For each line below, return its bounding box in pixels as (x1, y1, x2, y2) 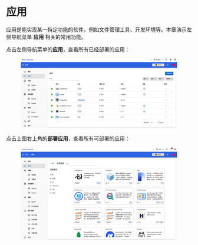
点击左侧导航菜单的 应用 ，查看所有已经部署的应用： (6, 45, 130, 53)
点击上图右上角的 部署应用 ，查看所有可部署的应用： (6, 135, 130, 142)
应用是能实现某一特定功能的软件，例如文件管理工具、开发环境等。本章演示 (6, 26, 187, 33)
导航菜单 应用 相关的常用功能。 (11, 33, 87, 40)
